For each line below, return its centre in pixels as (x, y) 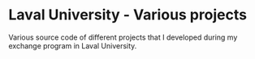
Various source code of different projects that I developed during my (123, 37)
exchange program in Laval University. (73, 45)
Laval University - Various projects (128, 15)
